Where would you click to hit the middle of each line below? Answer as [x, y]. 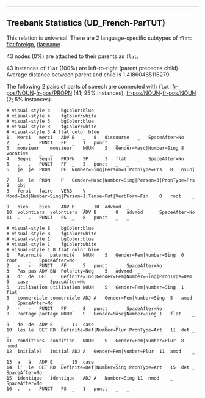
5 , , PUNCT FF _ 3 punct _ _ [68, 164]
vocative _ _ [30, 153]
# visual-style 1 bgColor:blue [50, 239]
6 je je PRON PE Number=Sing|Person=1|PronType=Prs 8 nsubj [101, 169]
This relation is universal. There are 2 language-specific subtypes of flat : [99, 38]
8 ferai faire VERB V [46, 191]
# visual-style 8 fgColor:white [52, 234]
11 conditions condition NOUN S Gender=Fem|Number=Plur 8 [95, 341]
